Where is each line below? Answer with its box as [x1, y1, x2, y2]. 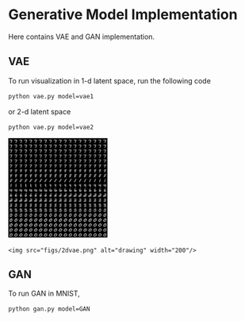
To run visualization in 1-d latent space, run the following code [8, 75, 212, 85]
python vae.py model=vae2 [8, 123, 94, 131]
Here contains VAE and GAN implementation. [8, 32, 155, 41]
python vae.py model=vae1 [8, 92, 94, 100]
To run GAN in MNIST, [8, 288, 81, 299]
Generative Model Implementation [8, 6, 238, 24]
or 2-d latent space [8, 106, 71, 116]
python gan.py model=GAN [8, 305, 90, 313]
